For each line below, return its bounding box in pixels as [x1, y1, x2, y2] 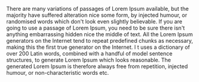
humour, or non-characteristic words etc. [6, 69, 109, 76]
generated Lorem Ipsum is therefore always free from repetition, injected [6, 63, 188, 70]
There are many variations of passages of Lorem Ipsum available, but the [6, 5, 189, 12]
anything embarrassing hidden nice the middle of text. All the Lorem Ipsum [6, 31, 193, 38]
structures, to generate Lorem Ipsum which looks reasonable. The [6, 57, 171, 63]
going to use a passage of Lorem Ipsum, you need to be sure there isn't [6, 24, 185, 31]
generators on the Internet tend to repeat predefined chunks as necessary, [6, 37, 194, 44]
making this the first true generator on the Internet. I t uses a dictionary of [6, 43, 191, 51]
